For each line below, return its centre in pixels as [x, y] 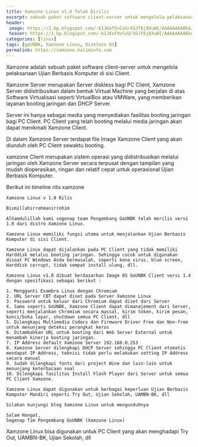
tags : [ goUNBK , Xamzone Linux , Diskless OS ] [62, 45]
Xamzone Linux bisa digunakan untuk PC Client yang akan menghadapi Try [97, 431]
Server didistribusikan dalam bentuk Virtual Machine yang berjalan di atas [96, 91]
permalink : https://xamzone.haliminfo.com [59, 50]
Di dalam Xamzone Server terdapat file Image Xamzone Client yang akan [94, 139]
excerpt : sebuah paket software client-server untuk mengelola [85, 17]
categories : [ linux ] [32, 39]
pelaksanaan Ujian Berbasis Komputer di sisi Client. [68, 73]
